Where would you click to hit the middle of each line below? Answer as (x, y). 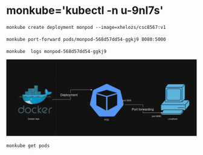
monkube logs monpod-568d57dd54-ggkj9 (56, 51)
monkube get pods (28, 145)
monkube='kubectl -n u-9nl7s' (85, 11)
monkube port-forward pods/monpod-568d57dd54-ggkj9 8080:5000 (86, 39)
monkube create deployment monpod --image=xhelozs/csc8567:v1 (86, 27)
